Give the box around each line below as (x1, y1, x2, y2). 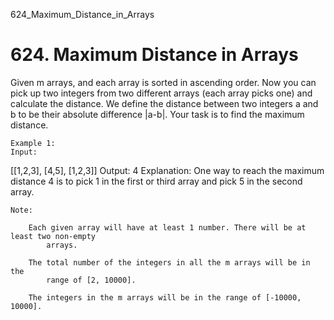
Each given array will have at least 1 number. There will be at (28, 222, 307, 233)
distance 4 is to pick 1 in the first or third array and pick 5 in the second (10, 175, 303, 187)
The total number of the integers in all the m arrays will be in (28, 257, 311, 268)
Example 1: (10, 138, 56, 148)
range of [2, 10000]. (46, 275, 137, 285)
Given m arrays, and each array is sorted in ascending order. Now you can (10, 76, 317, 88)
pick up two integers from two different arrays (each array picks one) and (10, 87, 313, 99)
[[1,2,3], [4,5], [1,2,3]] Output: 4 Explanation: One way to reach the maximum (10, 164, 325, 176)
